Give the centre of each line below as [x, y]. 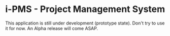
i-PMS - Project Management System [85, 9]
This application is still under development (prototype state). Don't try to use [85, 23]
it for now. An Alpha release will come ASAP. [52, 28]
